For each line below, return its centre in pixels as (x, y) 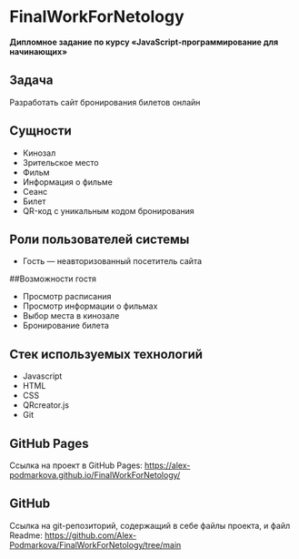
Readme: (26, 535)
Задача (31, 81)
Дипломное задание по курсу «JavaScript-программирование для (144, 42)
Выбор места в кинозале (71, 316)
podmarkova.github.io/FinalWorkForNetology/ (95, 475)
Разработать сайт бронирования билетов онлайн (105, 102)
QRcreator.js (46, 405)
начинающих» (39, 51)
